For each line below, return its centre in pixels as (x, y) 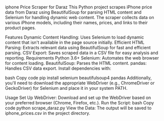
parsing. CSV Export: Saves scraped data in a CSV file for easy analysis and (82, 53)
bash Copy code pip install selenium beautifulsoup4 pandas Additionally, (78, 78)
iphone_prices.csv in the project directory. (48, 113)
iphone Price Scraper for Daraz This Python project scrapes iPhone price (79, 7)
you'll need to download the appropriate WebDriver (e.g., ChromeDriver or (80, 83)
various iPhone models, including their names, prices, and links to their (76, 22)
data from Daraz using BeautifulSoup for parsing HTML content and (73, 12)
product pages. (21, 28)
